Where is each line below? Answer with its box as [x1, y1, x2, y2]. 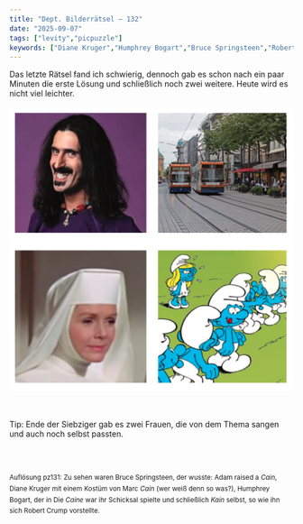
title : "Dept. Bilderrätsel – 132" [9, 14, 143, 23]
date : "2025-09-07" [9, 23, 83, 33]
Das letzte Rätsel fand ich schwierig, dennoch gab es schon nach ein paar [9, 69, 285, 80]
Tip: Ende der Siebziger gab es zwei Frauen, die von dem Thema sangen [9, 419, 280, 430]
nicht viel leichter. [9, 88, 75, 99]
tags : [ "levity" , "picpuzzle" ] [9, 33, 124, 42]
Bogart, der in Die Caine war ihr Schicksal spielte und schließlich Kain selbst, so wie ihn [9, 495, 280, 504]
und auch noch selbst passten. [9, 428, 124, 439]
